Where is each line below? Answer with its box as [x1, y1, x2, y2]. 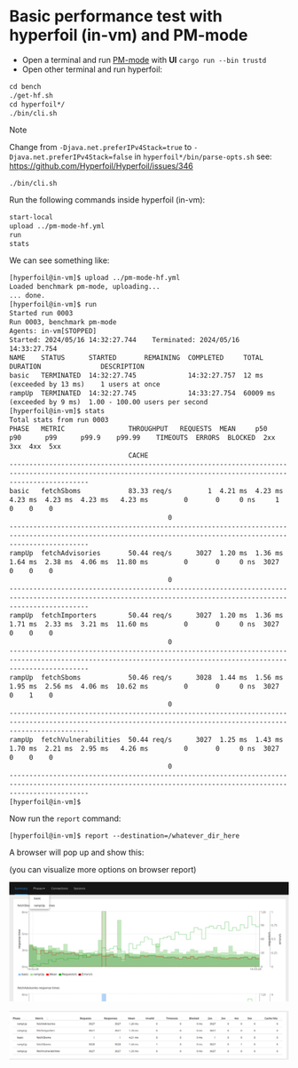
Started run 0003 [9, 308, 74, 317]
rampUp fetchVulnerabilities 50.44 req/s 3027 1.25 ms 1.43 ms [9, 735, 284, 744]
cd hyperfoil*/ [9, 100, 66, 108]
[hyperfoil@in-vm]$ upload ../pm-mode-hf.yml [9, 273, 180, 282]
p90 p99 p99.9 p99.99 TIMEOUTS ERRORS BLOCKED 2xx [9, 433, 276, 442]
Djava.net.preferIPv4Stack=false [9, 153, 133, 162]
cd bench [9, 82, 42, 91]
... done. [9, 291, 46, 299]
